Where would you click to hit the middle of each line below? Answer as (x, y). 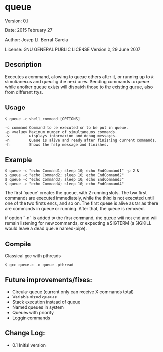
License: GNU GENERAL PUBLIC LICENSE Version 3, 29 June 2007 (73, 49)
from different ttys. (24, 92)
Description (23, 65)
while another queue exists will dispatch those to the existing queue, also (79, 87)
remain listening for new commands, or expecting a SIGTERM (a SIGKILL (78, 223)
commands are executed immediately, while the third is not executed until (79, 198)
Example (19, 159)
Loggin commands (31, 318)
